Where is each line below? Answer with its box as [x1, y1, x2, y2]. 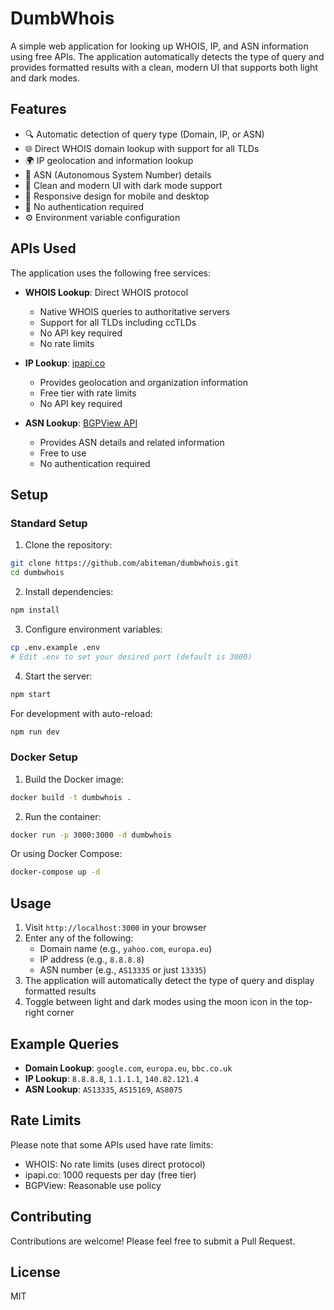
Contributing [10, 1208, 92, 1226]
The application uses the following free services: [10, 267, 211, 279]
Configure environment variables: [24, 623, 163, 635]
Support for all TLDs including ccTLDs [39, 316, 197, 328]
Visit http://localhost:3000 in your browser [24, 922, 207, 934]
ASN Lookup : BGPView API [24, 417, 138, 429]
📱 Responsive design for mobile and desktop [24, 190, 210, 202]
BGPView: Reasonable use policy [24, 1179, 162, 1191]
